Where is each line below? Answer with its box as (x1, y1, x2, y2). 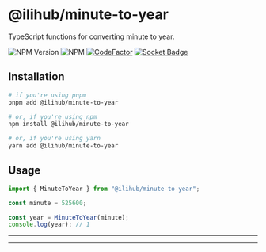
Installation (8, 70, 65, 84)
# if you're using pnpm (8, 91, 87, 99)
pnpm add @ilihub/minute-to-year (8, 98, 119, 106)
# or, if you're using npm (8, 113, 97, 120)
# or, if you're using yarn (8, 135, 101, 143)
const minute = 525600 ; (8, 199, 87, 207)
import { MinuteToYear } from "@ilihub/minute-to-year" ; (8, 185, 200, 193)
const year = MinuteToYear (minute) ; (8, 213, 129, 221)
